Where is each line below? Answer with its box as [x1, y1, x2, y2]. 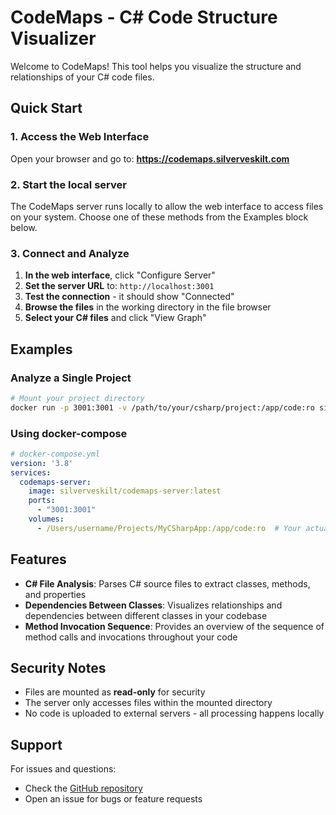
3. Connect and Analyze [10, 246, 130, 260]
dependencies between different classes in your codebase [24, 609, 268, 621]
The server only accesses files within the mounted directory [24, 697, 273, 709]
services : [10, 467, 52, 478]
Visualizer [10, 27, 97, 50]
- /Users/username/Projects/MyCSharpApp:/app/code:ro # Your [36, 523, 302, 533]
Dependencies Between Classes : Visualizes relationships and [24, 599, 283, 611]
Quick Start [10, 100, 83, 117]
